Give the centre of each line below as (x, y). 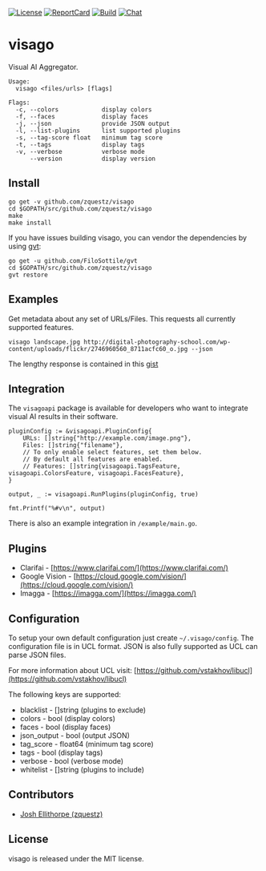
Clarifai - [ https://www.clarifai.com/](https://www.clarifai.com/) (124, 568)
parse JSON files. (37, 655)
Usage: (19, 81)
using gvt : (25, 246)
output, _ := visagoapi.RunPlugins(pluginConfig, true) (103, 494)
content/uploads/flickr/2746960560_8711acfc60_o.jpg (98, 349)
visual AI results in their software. (63, 417)
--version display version (93, 159)
